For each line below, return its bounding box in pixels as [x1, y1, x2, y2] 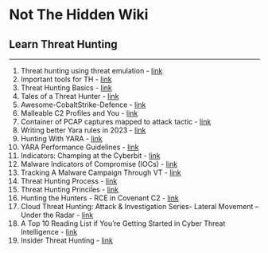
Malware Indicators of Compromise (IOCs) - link [20, 160, 178, 168]
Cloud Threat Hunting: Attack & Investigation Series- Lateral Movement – [20, 202, 259, 211]
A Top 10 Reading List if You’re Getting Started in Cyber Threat [20, 219, 226, 228]
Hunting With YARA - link [20, 134, 103, 143]
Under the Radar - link [20, 210, 94, 219]
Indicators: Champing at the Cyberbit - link [20, 151, 161, 160]
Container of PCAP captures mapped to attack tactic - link [20, 117, 212, 126]
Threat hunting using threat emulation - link [20, 66, 163, 75]
